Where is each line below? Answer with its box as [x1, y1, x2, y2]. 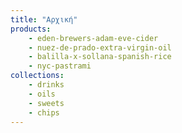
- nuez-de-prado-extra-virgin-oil [28, 42, 172, 53]
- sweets [28, 98, 65, 108]
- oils [28, 89, 56, 99]
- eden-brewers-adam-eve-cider [28, 33, 159, 43]
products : [10, 24, 52, 34]
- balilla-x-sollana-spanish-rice [28, 52, 172, 62]
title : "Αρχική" [10, 14, 78, 25]
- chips [28, 107, 60, 118]
